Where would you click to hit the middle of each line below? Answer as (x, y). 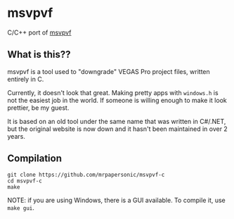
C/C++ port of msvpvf (39, 32)
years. (17, 136)
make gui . (21, 207)
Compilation (34, 159)
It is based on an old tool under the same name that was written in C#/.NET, (117, 121)
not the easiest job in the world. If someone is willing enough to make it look (117, 100)
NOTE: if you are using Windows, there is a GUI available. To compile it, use (117, 200)
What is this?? (39, 55)
